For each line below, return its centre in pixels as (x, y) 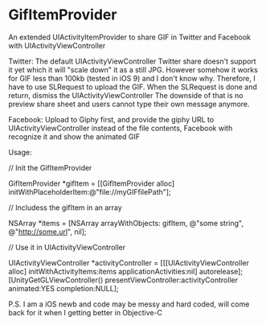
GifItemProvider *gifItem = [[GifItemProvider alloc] (92, 183)
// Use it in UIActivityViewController (67, 247)
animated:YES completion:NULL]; (63, 288)
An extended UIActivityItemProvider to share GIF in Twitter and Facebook (130, 37)
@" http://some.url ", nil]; (47, 232)
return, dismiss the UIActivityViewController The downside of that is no (126, 95)
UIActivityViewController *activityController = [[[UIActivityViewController (129, 262)
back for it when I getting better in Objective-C (86, 312)
